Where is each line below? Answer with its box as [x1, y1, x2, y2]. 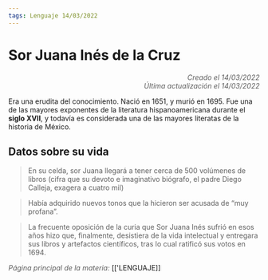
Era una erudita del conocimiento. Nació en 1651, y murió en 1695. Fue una [8, 97, 253, 106]
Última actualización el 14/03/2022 [144, 81, 260, 90]
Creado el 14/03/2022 [187, 73, 260, 82]
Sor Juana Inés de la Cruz [8, 45, 181, 64]
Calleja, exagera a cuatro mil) [27, 183, 124, 192]
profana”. [27, 207, 58, 216]
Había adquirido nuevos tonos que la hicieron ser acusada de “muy [27, 199, 249, 208]
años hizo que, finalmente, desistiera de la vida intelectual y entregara [27, 231, 258, 240]
